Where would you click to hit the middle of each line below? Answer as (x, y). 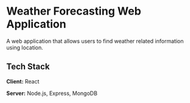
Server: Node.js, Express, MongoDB (52, 93)
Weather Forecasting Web (74, 11)
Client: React (23, 81)
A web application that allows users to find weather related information (95, 41)
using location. (25, 48)
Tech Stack (28, 67)
